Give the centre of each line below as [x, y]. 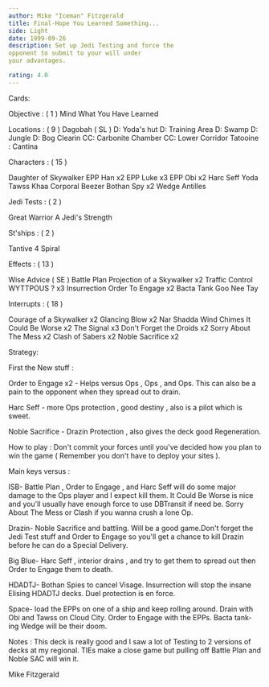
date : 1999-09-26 [37, 38]
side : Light [28, 31]
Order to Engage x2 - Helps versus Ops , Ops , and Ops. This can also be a [132, 383]
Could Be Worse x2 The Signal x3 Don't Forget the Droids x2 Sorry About [129, 327]
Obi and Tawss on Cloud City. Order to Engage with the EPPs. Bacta [120, 617]
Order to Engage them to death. [61, 569]
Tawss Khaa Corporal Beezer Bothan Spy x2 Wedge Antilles [107, 186]
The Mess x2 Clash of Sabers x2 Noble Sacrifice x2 [94, 336]
